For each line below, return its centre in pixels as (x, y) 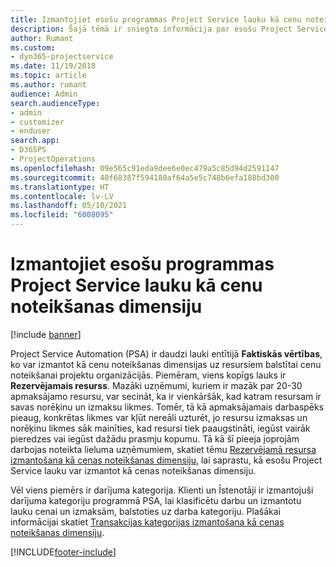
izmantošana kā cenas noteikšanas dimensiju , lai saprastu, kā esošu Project (166, 460)
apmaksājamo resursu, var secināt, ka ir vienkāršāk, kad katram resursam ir (166, 396)
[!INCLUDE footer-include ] (63, 552)
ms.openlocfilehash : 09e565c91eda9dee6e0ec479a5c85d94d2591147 (145, 168)
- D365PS (28, 150)
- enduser (31, 131)
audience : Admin (44, 94)
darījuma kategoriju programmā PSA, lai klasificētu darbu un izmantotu (156, 500)
